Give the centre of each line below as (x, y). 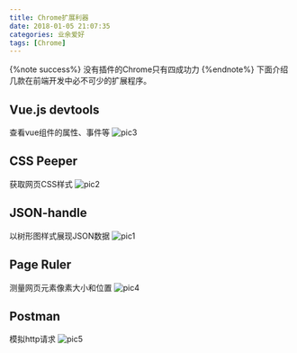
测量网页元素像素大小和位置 (61, 287)
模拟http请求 (33, 339)
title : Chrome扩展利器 (49, 18)
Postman (35, 316)
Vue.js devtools (54, 109)
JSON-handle (48, 213)
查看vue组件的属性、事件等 (60, 132)
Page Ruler (40, 265)
